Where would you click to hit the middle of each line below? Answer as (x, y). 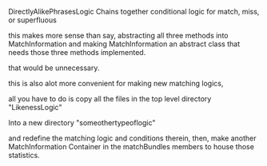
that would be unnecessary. (54, 68)
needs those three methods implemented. (77, 52)
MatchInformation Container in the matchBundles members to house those (131, 146)
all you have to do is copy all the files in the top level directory (110, 99)
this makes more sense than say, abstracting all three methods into (118, 36)
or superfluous (33, 20)
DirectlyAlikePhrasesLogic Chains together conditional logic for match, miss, (134, 12)
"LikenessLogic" (35, 107)
